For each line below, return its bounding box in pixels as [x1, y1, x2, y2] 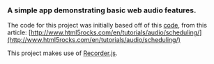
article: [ [7, 28, 31, 36]
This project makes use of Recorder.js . [7, 49, 118, 57]
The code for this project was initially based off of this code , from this [7, 21, 208, 30]
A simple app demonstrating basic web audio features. [7, 6, 197, 15]
